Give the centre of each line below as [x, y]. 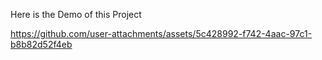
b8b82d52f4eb [41, 44]
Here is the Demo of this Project [76, 14]
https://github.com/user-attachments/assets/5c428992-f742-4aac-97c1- [161, 33]
